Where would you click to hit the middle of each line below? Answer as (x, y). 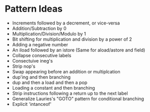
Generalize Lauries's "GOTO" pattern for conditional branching (78, 99)
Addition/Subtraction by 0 (39, 28)
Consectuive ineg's (32, 61)
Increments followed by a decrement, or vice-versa (66, 23)
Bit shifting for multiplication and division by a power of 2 (72, 39)
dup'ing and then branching (41, 77)
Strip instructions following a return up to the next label (70, 93)
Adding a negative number (40, 44)
